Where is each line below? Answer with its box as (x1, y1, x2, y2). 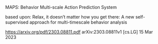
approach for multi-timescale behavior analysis (29, 19, 127, 25)
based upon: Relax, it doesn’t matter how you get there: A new (5, 14, 134, 19)
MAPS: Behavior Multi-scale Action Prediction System (5, 4, 117, 10)
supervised (5, 19, 29, 25)
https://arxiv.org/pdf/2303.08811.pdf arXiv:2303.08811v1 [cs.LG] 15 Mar (5, 29, 153, 34)
